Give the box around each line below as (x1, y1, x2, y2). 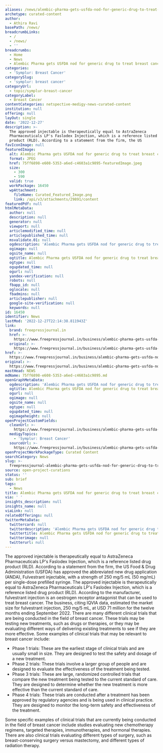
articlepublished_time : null (9, 233, 68, 238)
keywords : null (9, 305, 40, 310)
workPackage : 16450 (9, 183, 49, 188)
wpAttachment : (9, 188, 38, 192)
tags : (5, 481, 16, 486)
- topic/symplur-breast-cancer (9, 88, 73, 93)
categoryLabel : (5, 93, 36, 98)
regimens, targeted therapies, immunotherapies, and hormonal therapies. (5, 727, 151, 733)
